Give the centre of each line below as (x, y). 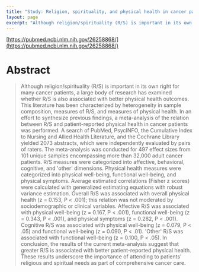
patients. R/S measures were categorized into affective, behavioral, (102, 162)
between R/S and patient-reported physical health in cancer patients (104, 124)
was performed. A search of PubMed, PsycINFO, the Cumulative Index (106, 131)
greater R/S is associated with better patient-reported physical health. (106, 251)
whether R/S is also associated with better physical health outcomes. (105, 99)
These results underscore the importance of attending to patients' (101, 257)
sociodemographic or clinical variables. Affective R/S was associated (105, 206)
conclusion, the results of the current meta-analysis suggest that (99, 244)
